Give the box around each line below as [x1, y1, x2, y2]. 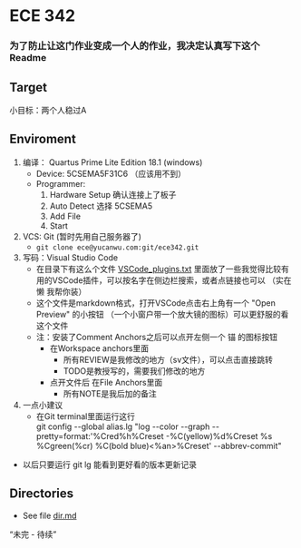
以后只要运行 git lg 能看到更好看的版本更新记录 [22, 459, 198, 470]
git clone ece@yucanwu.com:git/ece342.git [35, 242, 199, 252]
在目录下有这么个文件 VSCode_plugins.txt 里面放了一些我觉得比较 [35, 263, 282, 274]
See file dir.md [22, 510, 77, 521]
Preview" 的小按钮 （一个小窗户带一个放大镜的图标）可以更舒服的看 [35, 308, 289, 319]
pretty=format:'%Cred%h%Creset [35, 430, 165, 441]
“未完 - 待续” [9, 528, 57, 540]
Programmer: [35, 178, 86, 189]
